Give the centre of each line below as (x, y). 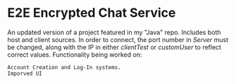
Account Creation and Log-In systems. (64, 67)
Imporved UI (25, 73)
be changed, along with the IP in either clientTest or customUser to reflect (114, 47)
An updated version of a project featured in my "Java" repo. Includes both (114, 32)
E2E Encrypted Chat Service (92, 13)
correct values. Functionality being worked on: (75, 55)
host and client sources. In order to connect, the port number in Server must (118, 39)
